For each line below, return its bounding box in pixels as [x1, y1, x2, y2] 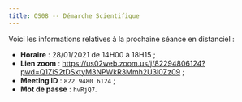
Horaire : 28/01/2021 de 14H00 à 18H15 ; [19, 49, 156, 59]
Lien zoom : [19, 58, 61, 68]
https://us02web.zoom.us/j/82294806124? [62, 58, 205, 68]
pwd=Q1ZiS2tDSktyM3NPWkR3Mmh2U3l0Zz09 [19, 66, 181, 77]
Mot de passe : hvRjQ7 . [19, 84, 97, 94]
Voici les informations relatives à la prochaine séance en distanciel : [8, 34, 236, 44]
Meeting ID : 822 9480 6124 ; [19, 75, 116, 85]
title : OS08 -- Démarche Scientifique [8, 11, 140, 20]
